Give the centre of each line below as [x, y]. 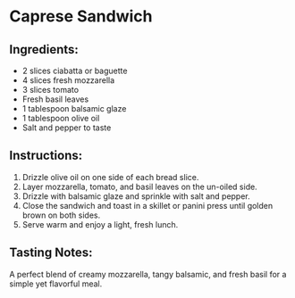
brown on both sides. [61, 215]
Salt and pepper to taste [67, 128]
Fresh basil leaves [55, 99]
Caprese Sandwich [81, 17]
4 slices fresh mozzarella [68, 80]
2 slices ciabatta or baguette [75, 70]
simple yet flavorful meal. [56, 284]
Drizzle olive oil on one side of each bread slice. [110, 177]
